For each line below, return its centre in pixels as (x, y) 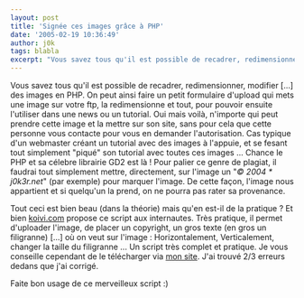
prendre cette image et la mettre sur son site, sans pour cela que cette (141, 124)
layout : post (35, 18)
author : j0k (32, 43)
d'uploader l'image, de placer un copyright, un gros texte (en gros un (138, 228)
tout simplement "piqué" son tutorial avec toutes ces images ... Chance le (147, 153)
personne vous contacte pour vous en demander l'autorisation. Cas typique (151, 133)
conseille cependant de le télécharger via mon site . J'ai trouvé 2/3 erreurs (147, 256)
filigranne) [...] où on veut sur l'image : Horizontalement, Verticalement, (142, 237)
